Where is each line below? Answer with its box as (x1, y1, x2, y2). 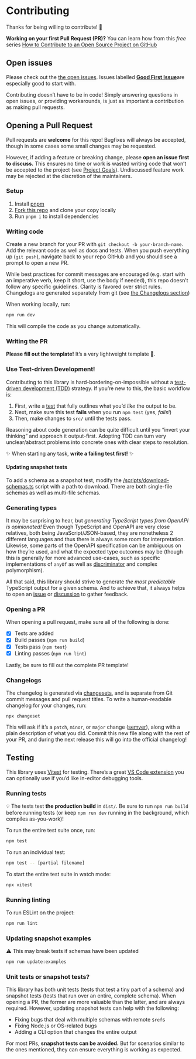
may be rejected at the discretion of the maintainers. (6, 172, 133, 179)
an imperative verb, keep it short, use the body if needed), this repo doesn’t (6, 277, 188, 284)
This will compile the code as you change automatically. (6, 323, 141, 330)
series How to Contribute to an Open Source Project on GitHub (6, 41, 157, 48)
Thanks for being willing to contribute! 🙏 (6, 23, 102, 30)
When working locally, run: (6, 300, 71, 308)
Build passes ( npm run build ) (14, 637, 85, 644)
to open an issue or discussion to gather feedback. (6, 590, 129, 598)
